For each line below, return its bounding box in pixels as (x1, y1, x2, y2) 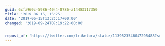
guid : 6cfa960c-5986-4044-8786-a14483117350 (5, 7, 98, 12)
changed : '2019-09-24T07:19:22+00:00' (5, 20, 84, 26)
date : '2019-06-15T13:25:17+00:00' (5, 16, 78, 21)
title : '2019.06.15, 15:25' (5, 12, 63, 16)
